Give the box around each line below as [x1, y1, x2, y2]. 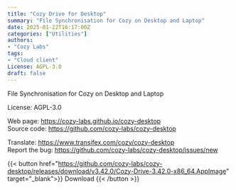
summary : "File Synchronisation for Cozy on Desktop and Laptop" [7, 17, 205, 24]
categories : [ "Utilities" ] [7, 30, 87, 38]
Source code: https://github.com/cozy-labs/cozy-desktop [7, 124, 176, 133]
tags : [7, 50, 23, 57]
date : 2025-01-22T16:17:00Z [7, 23, 91, 30]
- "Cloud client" [7, 57, 59, 64]
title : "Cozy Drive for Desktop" [7, 10, 107, 18]
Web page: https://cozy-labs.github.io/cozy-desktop [7, 116, 161, 125]
